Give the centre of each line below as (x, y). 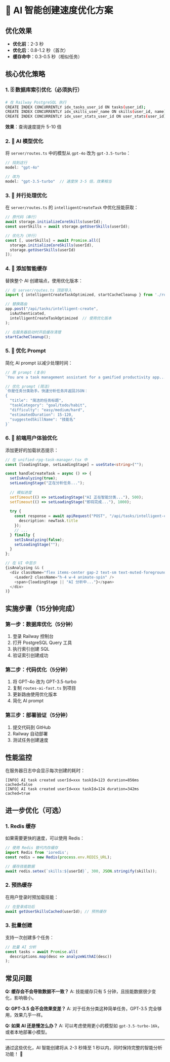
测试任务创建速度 (30, 740)
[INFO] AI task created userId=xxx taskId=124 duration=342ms (72, 789)
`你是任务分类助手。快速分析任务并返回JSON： (47, 391)
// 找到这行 (16, 163)
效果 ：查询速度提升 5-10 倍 (33, 127)
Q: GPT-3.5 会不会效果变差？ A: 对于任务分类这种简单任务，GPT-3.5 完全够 (83, 1009)
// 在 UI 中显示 (21, 563)
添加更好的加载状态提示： (32, 450)
